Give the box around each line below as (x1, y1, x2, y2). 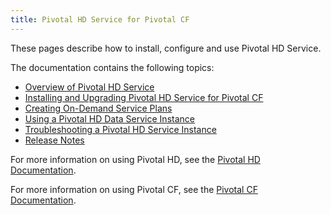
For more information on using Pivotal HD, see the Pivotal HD (10, 153, 261, 165)
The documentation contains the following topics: (10, 61, 215, 73)
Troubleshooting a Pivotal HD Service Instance (24, 123, 217, 135)
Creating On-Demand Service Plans (24, 102, 173, 114)
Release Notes (24, 134, 85, 146)
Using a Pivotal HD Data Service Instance (24, 112, 195, 125)
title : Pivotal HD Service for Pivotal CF (10, 14, 190, 25)
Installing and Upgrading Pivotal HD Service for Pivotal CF (24, 91, 264, 103)
